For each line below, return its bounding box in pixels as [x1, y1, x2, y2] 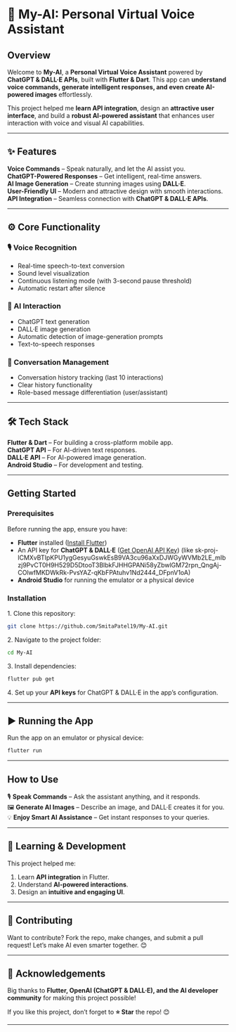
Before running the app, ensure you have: [7, 524, 128, 533]
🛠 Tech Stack [7, 416, 69, 428]
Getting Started [7, 488, 77, 500]
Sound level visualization [17, 269, 90, 277]
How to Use [7, 773, 59, 785]
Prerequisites [7, 509, 54, 519]
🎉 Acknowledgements [7, 968, 106, 980]
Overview [7, 49, 51, 61]
